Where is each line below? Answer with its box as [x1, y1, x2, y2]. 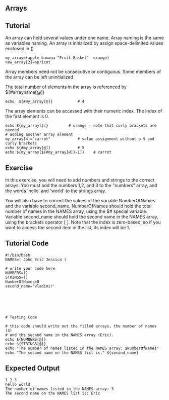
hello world [5, 382, 30, 387]
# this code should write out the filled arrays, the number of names [5, 323, 157, 329]
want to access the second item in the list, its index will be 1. [5, 225, 130, 231]
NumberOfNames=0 [5, 279, 39, 284]
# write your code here [5, 266, 55, 271]
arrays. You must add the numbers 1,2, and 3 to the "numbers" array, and [5, 183, 157, 189]
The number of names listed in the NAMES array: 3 [5, 386, 114, 391]
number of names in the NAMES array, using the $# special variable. [5, 208, 148, 214]
